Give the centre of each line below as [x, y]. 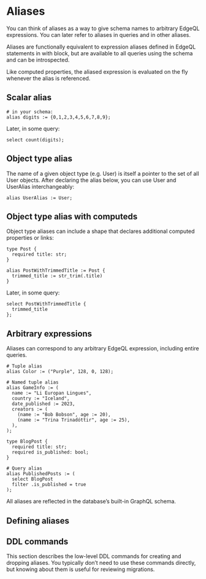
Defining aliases [38, 521]
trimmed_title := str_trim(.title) [57, 276]
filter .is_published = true [49, 485]
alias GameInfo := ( [33, 388]
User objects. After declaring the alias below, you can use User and [91, 180]
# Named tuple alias [33, 382]
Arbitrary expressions [49, 333]
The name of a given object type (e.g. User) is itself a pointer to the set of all [103, 173]
